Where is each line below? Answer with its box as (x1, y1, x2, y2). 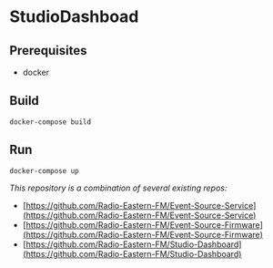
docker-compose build (9, 117, 92, 127)
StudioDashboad (9, 6, 139, 27)
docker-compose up (9, 166, 79, 175)
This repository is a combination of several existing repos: (9, 182, 227, 193)
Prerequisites (9, 43, 87, 58)
